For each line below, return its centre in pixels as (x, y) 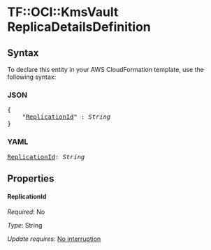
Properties (31, 178)
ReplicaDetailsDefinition (79, 27)
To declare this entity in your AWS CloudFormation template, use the (105, 69)
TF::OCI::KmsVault (63, 12)
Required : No (26, 212)
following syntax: (32, 77)
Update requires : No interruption (54, 239)
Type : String (25, 226)
